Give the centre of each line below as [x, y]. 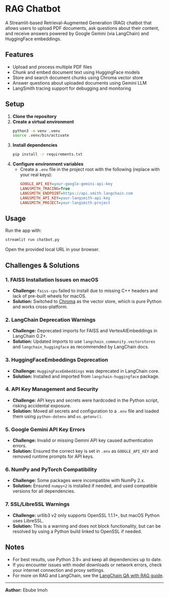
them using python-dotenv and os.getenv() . [58, 416]
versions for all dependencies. [44, 491]
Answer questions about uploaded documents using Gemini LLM [79, 83]
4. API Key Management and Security [52, 389]
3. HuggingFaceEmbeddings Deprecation [57, 360]
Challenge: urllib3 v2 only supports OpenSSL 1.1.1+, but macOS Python [86, 515]
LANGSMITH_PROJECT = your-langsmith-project [65, 203]
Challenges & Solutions [42, 265]
